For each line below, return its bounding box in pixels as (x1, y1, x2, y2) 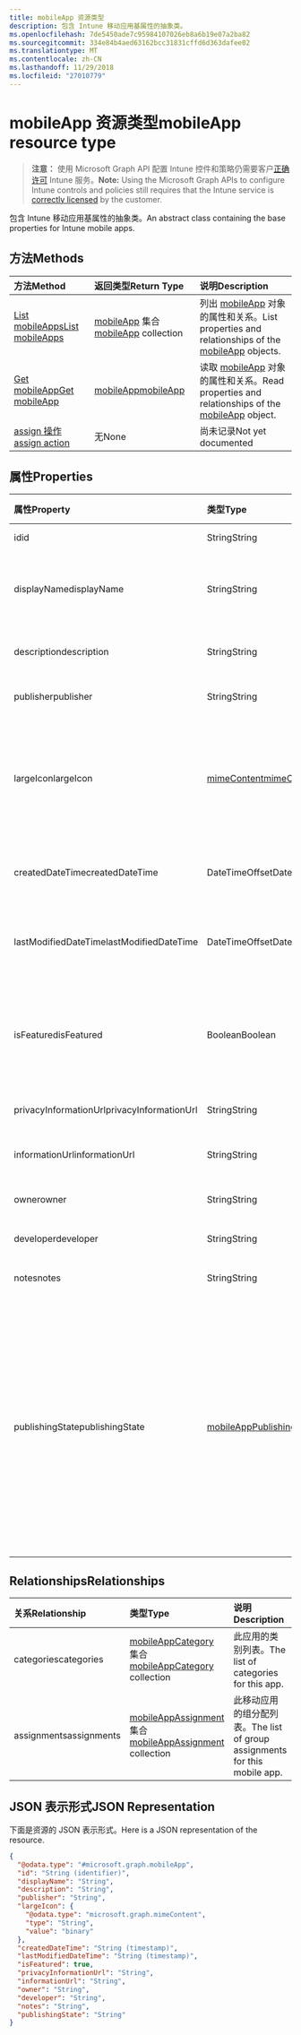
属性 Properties (9, 469, 93, 484)
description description (13, 646, 109, 659)
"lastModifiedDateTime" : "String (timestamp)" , (17, 1952, 199, 1961)
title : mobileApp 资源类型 (9, 13, 105, 22)
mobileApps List (13, 320, 79, 332)
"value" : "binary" (25, 1927, 94, 1936)
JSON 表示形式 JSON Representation (9, 1798, 215, 1815)
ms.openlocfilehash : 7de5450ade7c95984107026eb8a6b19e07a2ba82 (9, 30, 251, 39)
